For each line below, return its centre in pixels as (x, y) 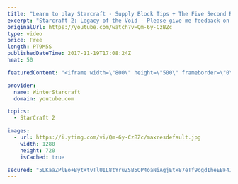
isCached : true (42, 157)
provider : (22, 86)
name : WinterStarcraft (47, 92)
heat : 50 (20, 60)
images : (19, 131)
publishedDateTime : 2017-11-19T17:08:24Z (69, 54)
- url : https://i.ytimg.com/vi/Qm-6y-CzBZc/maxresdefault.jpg (107, 137)
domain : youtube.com (44, 99)
